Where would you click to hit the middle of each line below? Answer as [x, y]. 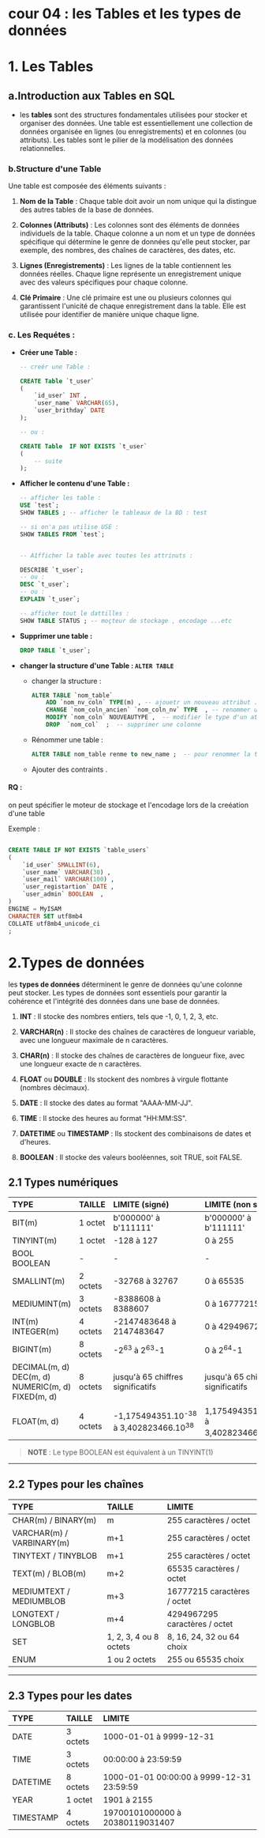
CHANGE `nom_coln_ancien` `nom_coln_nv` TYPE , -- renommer [148, 710]
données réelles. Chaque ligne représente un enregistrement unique [131, 274]
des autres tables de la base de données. [86, 209]
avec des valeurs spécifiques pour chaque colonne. [104, 282]
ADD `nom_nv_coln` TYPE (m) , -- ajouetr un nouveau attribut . [152, 703]
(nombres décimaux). [54, 1088]
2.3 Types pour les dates [70, 1696]
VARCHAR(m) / [40, 1533]
